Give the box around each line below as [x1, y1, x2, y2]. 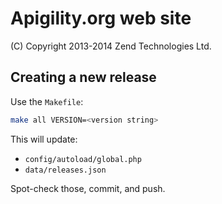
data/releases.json [24, 165, 107, 175]
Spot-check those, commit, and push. [10, 182, 166, 194]
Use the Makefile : [10, 95, 84, 107]
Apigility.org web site [10, 7, 192, 30]
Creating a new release [10, 69, 157, 86]
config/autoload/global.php [24, 154, 142, 164]
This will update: [10, 133, 78, 145]
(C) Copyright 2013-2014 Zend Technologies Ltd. [10, 40, 212, 52]
